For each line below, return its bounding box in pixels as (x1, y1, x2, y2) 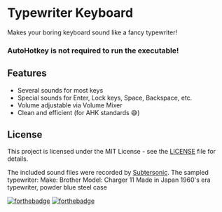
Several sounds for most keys (17, 86, 104, 94)
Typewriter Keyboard (7, 5, 134, 21)
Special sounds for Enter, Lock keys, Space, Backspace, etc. (17, 93, 193, 102)
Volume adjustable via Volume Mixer (17, 100, 123, 110)
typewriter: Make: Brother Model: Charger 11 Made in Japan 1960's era (7, 175, 211, 184)
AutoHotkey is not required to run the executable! (7, 46, 179, 55)
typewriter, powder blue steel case (7, 183, 107, 192)
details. (7, 154, 29, 163)
